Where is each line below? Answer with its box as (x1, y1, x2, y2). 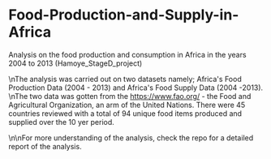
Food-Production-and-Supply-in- (8, 6, 239, 24)
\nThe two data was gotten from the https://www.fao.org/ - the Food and (8, 91, 252, 101)
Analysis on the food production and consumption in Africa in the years (8, 49, 247, 59)
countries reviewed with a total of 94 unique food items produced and (8, 108, 242, 118)
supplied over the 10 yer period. (8, 117, 115, 127)
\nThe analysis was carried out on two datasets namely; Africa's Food (8, 74, 242, 84)
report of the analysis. (8, 141, 83, 151)
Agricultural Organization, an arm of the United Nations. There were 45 (8, 100, 246, 110)
